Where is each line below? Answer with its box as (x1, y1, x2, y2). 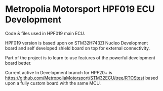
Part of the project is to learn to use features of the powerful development (5, 54, 156, 60)
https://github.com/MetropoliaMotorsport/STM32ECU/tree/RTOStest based (5, 75, 158, 81)
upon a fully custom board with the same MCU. (5, 80, 101, 86)
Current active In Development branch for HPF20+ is (5, 69, 113, 75)
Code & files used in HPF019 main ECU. (5, 30, 85, 36)
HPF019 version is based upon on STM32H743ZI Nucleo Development (5, 40, 148, 45)
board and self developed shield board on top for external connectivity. (5, 45, 150, 51)
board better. (5, 60, 32, 66)
